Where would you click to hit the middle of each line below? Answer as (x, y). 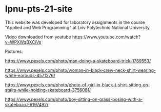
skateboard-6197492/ (27, 104)
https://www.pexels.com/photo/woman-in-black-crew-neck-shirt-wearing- (80, 70)
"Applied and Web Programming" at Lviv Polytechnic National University (77, 27)
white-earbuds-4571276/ (30, 75)
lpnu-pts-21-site (39, 9)
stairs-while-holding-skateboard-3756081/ (48, 90)
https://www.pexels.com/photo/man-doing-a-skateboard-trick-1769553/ (78, 61)
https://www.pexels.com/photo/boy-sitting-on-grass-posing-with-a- (74, 99)
